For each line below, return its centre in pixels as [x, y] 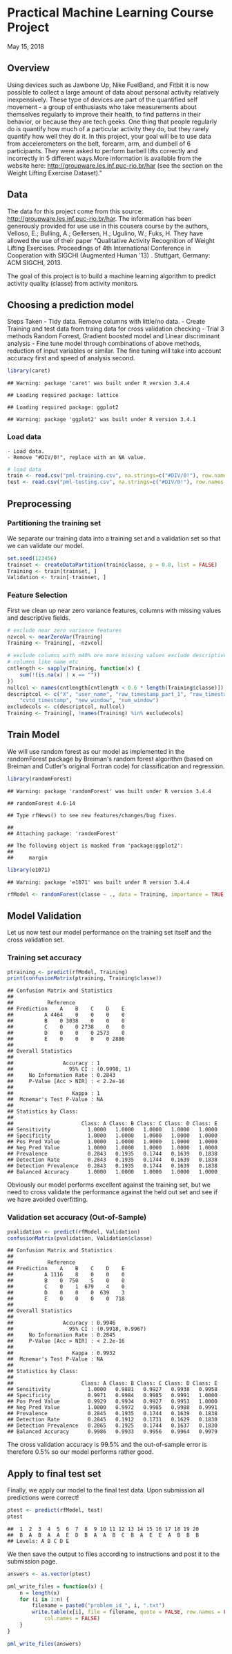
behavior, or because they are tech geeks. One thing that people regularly [112, 121]
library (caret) [29, 371]
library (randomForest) [40, 779]
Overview [29, 68]
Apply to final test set [54, 1473]
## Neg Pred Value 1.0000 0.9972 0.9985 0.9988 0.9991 [112, 1408]
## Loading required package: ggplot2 [63, 408]
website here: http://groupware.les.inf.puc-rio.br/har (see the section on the [115, 165]
